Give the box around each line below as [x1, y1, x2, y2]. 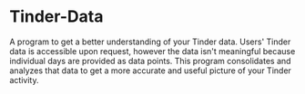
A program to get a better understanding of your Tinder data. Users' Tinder [9, 36, 291, 47]
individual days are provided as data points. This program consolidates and [9, 55, 291, 66]
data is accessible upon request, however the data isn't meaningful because [9, 45, 296, 56]
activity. [9, 74, 39, 85]
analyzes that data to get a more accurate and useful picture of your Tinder [9, 65, 291, 76]
